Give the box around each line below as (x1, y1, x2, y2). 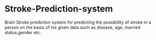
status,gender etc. (4, 29, 41, 35)
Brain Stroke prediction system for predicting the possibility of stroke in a (4, 19, 152, 25)
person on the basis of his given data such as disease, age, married (4, 24, 141, 30)
